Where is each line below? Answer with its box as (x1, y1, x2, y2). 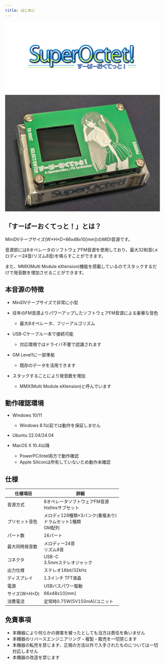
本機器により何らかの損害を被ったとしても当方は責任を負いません (12, 630, 145, 635)
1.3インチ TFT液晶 (43, 575, 82, 581)
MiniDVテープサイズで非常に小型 (12, 299, 79, 305)
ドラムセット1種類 (43, 519, 81, 525)
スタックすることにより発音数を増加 (12, 373, 86, 379)
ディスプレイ (7, 575, 33, 581)
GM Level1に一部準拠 (12, 351, 55, 357)
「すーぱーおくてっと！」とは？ (5, 222, 102, 231)
